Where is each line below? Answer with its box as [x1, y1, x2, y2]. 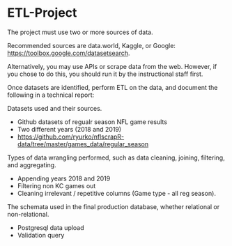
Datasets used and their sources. [7, 104, 102, 112]
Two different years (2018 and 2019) [17, 125, 122, 133]
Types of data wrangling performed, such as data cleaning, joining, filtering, [7, 153, 225, 162]
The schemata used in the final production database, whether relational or [7, 202, 220, 210]
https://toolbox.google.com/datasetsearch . [7, 49, 130, 57]
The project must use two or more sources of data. [7, 28, 153, 36]
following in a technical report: [7, 91, 95, 99]
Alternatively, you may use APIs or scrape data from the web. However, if [7, 62, 217, 70]
